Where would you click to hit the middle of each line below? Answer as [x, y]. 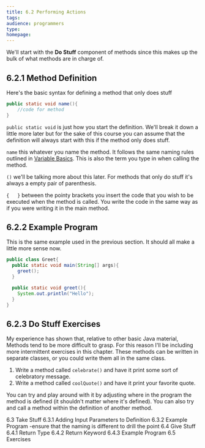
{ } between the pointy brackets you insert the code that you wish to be [100, 195]
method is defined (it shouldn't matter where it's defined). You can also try [100, 401]
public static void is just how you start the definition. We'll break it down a [102, 127]
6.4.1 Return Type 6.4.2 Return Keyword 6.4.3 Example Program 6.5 [91, 433]
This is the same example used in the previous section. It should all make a [100, 242]
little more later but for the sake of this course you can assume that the [96, 133]
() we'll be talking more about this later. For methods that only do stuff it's [99, 177]
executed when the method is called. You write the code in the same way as [102, 201]
